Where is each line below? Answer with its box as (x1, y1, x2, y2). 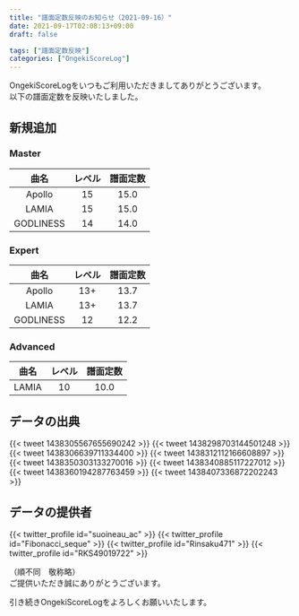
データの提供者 (9, 504, 92, 520)
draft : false (9, 30, 58, 39)
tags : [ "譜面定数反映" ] (9, 46, 90, 55)
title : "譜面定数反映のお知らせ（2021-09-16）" (9, 13, 173, 22)
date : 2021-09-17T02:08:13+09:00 (9, 22, 134, 30)
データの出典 (9, 413, 81, 429)
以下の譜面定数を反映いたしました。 (9, 91, 143, 102)
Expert (9, 244, 39, 256)
